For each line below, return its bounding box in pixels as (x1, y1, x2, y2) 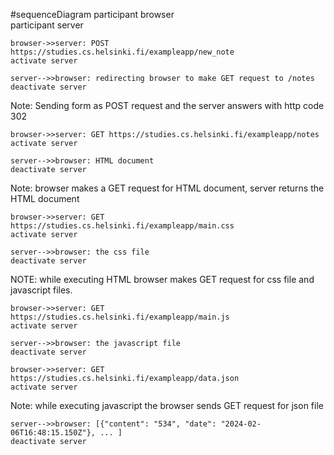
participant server (10, 19, 84, 31)
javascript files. (10, 284, 73, 296)
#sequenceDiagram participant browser (10, 9, 175, 20)
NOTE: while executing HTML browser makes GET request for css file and (10, 274, 315, 285)
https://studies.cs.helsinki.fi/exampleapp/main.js (10, 312, 230, 322)
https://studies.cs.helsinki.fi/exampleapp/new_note (10, 47, 235, 57)
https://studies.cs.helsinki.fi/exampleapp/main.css (10, 221, 235, 231)
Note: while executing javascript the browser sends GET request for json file (10, 400, 324, 411)
